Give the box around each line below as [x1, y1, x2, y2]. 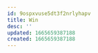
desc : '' [7, 23, 32, 30]
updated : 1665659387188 [7, 29, 76, 36]
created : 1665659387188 [7, 36, 76, 43]
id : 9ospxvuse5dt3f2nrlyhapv [7, 10, 91, 17]
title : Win [7, 17, 39, 23]
